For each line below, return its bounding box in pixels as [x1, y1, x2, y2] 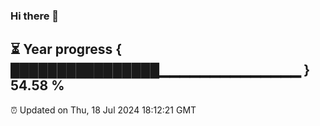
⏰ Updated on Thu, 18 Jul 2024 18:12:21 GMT [10, 104, 197, 116]
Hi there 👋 [10, 9, 60, 23]
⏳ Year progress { [10, 41, 123, 58]
